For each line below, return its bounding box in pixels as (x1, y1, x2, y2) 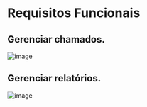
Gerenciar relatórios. (7, 72, 102, 84)
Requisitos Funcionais (7, 5, 141, 21)
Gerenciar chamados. (7, 33, 105, 45)
